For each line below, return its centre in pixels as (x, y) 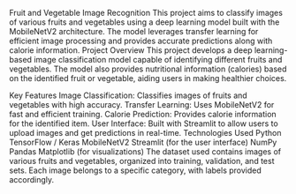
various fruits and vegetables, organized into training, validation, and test (142, 161)
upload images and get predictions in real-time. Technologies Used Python (145, 133)
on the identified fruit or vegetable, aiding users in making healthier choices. (148, 78)
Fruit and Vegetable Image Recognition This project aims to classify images (146, 13)
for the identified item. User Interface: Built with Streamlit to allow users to (144, 123)
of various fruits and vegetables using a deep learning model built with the (144, 22)
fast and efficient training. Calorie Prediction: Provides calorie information (143, 114)
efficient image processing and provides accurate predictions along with (141, 41)
